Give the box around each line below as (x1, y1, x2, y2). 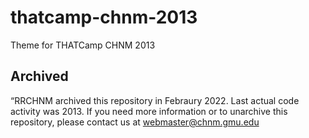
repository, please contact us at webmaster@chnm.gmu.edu (10, 116, 260, 128)
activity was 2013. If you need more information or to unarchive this (10, 105, 288, 117)
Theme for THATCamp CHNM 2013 (10, 39, 156, 51)
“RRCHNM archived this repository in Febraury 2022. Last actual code (10, 94, 300, 106)
